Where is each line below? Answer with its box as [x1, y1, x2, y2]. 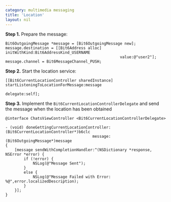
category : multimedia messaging [5, 7, 74, 13]
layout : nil [5, 17, 31, 22]
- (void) [5, 125, 24, 130]
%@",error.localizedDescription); [5, 179, 79, 184]
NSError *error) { [5, 152, 45, 157]
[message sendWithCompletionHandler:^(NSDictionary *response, [14, 148, 153, 153]
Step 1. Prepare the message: [5, 31, 68, 38]
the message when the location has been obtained [5, 106, 112, 112]
